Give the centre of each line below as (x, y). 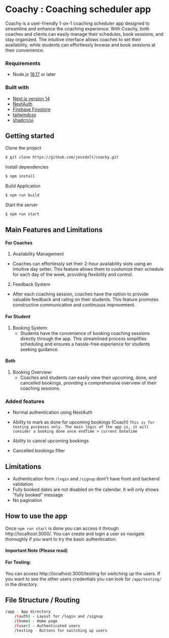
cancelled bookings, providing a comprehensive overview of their (88, 382)
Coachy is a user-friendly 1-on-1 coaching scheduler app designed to (78, 23)
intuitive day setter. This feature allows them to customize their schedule (88, 269)
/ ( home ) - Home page (36, 621)
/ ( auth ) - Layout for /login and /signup (58, 616)
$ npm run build (22, 195)
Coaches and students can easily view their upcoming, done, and (88, 377)
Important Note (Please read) (37, 550)
